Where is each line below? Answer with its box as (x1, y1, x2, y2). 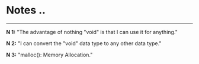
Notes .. (6, 4, 46, 17)
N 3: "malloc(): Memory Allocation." (6, 51, 93, 58)
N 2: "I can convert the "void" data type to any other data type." (6, 39, 162, 47)
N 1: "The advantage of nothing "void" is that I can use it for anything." (6, 28, 178, 35)
